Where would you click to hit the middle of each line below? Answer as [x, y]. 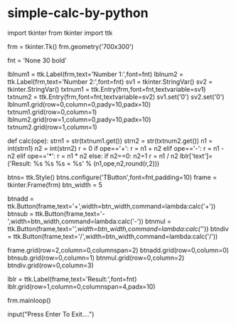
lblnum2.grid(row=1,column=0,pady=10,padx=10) [79, 119]
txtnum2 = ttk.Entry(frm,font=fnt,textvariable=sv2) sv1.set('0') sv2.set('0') [116, 97]
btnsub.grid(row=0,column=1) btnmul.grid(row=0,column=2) [96, 257]
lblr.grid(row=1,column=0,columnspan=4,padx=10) [81, 287]
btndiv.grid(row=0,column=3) [50, 265]
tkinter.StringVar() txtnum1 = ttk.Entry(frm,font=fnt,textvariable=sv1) [107, 89]
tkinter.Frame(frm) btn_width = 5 [55, 185]
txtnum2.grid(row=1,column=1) [52, 127]
